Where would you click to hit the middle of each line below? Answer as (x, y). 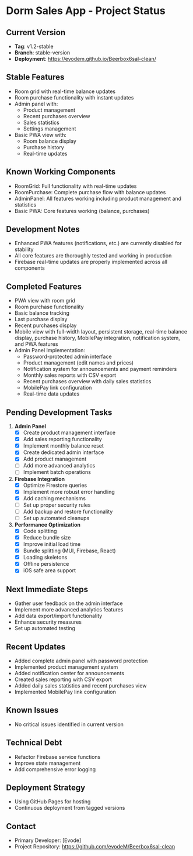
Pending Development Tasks (59, 412)
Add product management (55, 459)
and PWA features (36, 344)
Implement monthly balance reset (63, 446)
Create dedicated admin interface (64, 452)
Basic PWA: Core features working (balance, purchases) (82, 211)
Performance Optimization (47, 524)
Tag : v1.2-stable (34, 46)
